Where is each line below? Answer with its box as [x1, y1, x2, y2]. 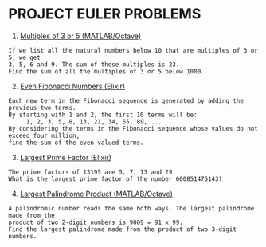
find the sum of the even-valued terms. [8, 139, 145, 147]
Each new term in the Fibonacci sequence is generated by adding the [8, 96, 244, 104]
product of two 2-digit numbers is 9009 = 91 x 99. [8, 218, 183, 226]
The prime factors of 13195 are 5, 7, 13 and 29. [8, 168, 177, 176]
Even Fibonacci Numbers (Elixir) [19, 81, 126, 91]
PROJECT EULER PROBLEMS [8, 5, 201, 23]
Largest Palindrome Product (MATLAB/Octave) [19, 189, 173, 198]
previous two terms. [8, 104, 77, 112]
